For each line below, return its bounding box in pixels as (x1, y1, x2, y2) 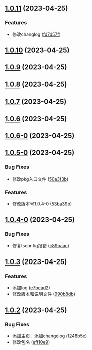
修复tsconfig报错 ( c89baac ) (12, 242, 70, 248)
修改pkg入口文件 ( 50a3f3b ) (12, 176, 69, 182)
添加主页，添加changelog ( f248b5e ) (12, 333, 87, 339)
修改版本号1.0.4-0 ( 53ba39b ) (12, 201, 72, 207)
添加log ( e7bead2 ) (12, 285, 51, 291)
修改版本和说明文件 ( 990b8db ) (12, 291, 76, 297)
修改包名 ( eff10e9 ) (12, 339, 50, 345)
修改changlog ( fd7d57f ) (12, 31, 61, 37)
